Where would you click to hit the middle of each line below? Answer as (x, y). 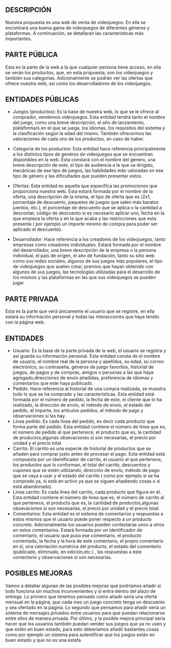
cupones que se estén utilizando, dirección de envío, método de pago (86, 470)
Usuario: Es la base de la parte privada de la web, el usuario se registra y (89, 351)
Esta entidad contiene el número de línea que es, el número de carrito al (88, 498)
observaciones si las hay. (39, 416)
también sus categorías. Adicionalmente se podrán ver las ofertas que (79, 78)
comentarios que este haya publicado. (53, 383)
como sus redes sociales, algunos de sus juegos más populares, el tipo (88, 261)
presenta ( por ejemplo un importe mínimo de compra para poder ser (85, 224)
